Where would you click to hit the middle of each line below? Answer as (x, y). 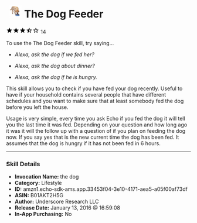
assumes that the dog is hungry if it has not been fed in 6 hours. (84, 143)
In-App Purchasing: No (43, 214)
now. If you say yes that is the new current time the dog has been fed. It (93, 137)
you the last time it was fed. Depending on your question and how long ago (97, 125)
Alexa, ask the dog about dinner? (55, 66)
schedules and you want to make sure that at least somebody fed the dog (95, 101)
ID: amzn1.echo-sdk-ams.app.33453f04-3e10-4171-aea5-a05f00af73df (101, 189)
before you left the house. (37, 107)
